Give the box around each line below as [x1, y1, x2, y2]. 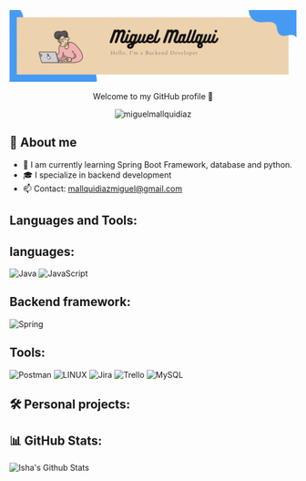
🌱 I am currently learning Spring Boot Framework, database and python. [22, 159, 293, 169]
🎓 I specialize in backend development [22, 169, 172, 180]
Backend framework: [9, 294, 131, 310]
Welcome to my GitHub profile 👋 [92, 91, 214, 101]
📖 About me [9, 135, 77, 150]
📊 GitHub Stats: [9, 434, 103, 449]
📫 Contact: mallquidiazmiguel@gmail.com [22, 183, 183, 194]
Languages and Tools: [9, 213, 138, 229]
